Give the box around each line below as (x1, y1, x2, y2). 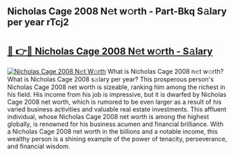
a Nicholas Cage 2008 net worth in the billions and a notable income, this (7, 127, 218, 135)
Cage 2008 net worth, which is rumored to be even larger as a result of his (7, 97, 222, 106)
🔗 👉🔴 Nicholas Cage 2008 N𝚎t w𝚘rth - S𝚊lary (7, 45, 213, 57)
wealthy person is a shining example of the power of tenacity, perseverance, (7, 135, 228, 143)
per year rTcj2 (7, 17, 69, 29)
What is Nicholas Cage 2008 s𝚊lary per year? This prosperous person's (7, 75, 214, 83)
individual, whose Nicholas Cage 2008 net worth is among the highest (7, 113, 210, 120)
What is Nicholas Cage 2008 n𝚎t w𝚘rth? (107, 68, 224, 75)
